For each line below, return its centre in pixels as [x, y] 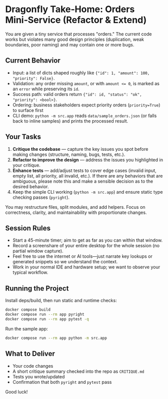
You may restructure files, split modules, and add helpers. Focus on [75, 207]
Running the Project [37, 288]
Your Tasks [23, 137]
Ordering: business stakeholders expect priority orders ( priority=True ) [86, 105]
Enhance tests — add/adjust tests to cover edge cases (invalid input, [85, 170]
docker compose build [28, 310]
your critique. [26, 165]
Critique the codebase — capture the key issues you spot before [80, 149]
